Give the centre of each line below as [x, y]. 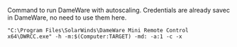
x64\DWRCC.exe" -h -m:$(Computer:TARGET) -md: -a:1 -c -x [95, 36]
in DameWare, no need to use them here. [67, 18]
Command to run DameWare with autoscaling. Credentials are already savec [119, 10]
